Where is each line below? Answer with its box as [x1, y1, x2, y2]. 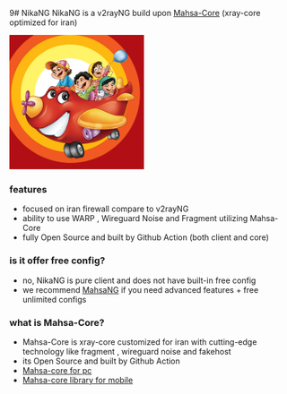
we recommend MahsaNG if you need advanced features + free [22, 284, 259, 295]
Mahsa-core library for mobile [22, 374, 134, 385]
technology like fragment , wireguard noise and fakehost [22, 346, 231, 356]
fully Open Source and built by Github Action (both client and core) [22, 232, 269, 243]
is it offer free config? [9, 254, 106, 267]
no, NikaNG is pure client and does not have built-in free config [22, 275, 257, 286]
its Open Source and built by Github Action [22, 355, 181, 366]
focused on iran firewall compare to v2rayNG [22, 203, 189, 214]
